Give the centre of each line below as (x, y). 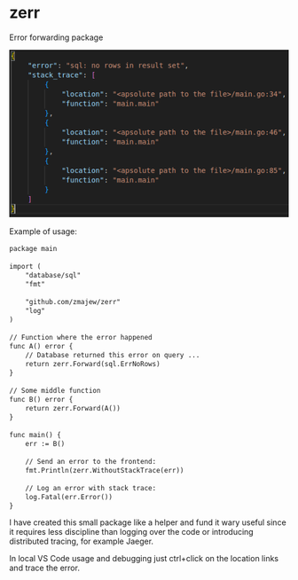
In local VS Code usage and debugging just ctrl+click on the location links (144, 558)
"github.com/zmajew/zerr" (73, 302)
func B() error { (41, 399)
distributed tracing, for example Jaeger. (81, 541)
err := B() (45, 443)
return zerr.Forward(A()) (73, 408)
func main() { (35, 435)
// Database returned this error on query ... (113, 355)
